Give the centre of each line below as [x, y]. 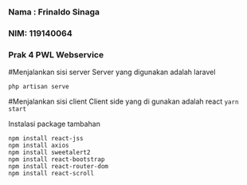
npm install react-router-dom [59, 167]
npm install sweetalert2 [49, 153]
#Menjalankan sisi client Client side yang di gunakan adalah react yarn [123, 101]
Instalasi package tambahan [55, 124]
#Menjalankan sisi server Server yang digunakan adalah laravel [112, 72]
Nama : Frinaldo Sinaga [54, 12]
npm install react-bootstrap [57, 159]
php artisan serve [39, 87]
